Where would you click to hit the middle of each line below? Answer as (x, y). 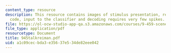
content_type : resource (31, 10)
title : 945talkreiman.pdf (33, 38)
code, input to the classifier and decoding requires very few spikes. (88, 19)
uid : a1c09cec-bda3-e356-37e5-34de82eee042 (52, 43)
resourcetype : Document (31, 33)
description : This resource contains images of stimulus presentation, (83, 15)
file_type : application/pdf (35, 29)
